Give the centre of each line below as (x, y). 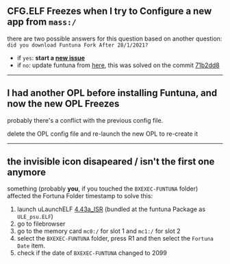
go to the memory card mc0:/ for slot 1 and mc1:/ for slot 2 (99, 231)
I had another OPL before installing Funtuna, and (112, 93)
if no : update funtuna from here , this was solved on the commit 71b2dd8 (118, 65)
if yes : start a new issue (51, 58)
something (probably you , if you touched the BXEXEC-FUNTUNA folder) (103, 189)
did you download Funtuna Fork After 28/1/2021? (78, 45)
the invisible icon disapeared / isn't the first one (111, 161)
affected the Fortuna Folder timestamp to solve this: (80, 196)
